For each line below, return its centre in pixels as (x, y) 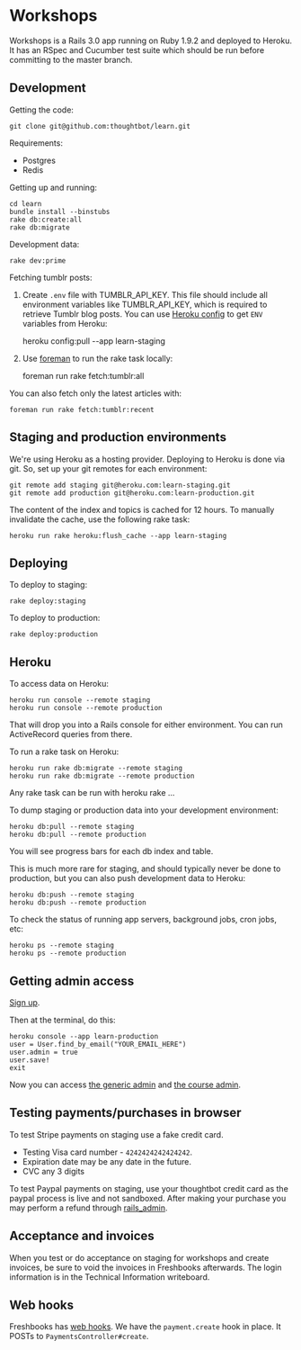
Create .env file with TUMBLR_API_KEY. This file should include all (145, 294)
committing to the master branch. (71, 59)
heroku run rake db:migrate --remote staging (96, 769)
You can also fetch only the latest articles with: (96, 393)
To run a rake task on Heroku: (64, 751)
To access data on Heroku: (59, 684)
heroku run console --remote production (86, 708)
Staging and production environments (118, 437)
